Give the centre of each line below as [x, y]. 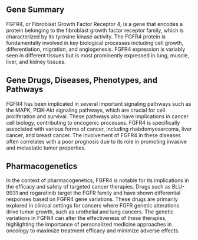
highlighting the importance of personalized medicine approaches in [89, 225]
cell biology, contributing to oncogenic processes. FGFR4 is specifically [93, 122]
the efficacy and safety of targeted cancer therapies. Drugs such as [88, 187]
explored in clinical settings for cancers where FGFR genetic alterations [93, 206]
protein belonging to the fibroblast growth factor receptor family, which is [95, 30]
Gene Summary [35, 10]
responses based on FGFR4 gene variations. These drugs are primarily [92, 199]
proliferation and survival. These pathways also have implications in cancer [98, 116]
